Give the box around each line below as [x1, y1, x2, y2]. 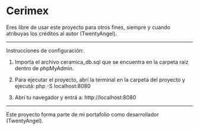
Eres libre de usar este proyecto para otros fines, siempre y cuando [6, 24, 171, 31]
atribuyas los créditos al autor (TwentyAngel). [6, 30, 117, 37]
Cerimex [6, 4, 49, 18]
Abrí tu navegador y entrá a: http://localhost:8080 [14, 93, 136, 101]
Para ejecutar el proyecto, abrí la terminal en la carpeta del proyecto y [14, 76, 185, 83]
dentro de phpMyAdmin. [14, 64, 74, 71]
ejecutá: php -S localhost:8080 [14, 82, 91, 89]
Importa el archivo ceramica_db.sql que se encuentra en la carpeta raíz [14, 58, 189, 66]
